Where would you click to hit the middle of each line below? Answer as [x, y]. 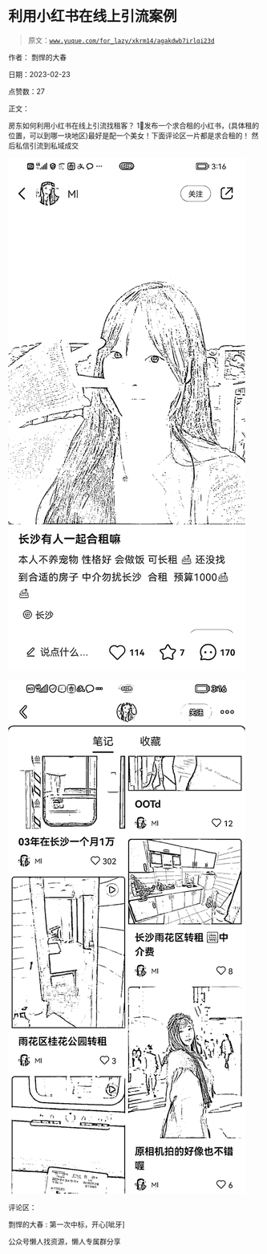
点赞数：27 [27, 91]
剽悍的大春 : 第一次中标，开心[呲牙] [67, 1224]
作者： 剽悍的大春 [37, 57]
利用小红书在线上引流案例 [93, 16]
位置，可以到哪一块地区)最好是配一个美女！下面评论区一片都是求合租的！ [129, 135]
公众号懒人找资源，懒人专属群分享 [65, 1241]
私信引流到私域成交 [47, 145]
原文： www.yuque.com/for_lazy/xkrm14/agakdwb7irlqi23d [121, 40]
